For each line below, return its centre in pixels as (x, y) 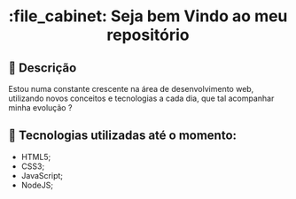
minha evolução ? (40, 107)
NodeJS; (37, 185)
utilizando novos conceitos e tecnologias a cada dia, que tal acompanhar (141, 98)
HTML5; (36, 157)
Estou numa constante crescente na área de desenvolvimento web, (131, 89)
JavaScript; (42, 175)
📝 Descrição (43, 68)
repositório (148, 35)
